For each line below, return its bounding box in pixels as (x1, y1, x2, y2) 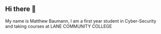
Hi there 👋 (5, 5, 36, 13)
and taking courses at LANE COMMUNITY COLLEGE (5, 23, 112, 29)
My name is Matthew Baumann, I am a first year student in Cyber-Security (5, 18, 157, 24)
